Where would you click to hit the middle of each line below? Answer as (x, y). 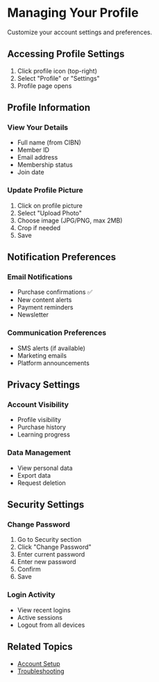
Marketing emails (42, 355)
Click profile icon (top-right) (57, 70)
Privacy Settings (44, 385)
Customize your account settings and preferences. (80, 32)
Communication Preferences (57, 333)
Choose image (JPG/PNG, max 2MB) (70, 220)
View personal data (45, 468)
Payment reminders (45, 308)
